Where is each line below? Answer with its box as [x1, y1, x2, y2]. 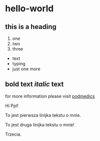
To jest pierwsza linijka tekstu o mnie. [5, 112, 81, 118]
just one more [12, 66, 40, 72]
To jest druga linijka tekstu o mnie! [5, 121, 75, 128]
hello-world [5, 3, 54, 14]
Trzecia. [5, 131, 22, 137]
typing [12, 61, 26, 66]
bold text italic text [5, 80, 64, 88]
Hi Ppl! [5, 103, 19, 109]
